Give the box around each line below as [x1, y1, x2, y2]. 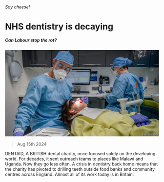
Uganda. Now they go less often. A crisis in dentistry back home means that [5, 161, 158, 167]
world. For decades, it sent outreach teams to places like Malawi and [5, 156, 143, 162]
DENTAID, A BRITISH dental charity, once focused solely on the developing [5, 151, 156, 157]
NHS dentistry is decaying [5, 21, 114, 32]
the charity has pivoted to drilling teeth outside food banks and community [5, 166, 155, 172]
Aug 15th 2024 [17, 142, 47, 147]
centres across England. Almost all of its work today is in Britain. [5, 171, 134, 178]
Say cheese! [5, 4, 30, 10]
